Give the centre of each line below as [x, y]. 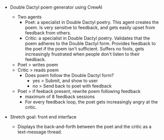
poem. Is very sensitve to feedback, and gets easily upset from [90, 27]
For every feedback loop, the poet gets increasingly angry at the [91, 102]
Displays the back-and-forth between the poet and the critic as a [85, 126]
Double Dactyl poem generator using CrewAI [56, 7]
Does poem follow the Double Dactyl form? [69, 75]
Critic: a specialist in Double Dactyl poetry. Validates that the [88, 38]
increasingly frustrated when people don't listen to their [82, 54]
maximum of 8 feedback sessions [60, 96]
